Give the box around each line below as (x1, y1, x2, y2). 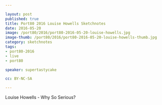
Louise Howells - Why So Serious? (5, 94, 76, 100)
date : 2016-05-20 (5, 25, 41, 30)
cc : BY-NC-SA (5, 76, 32, 81)
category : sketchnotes (5, 39, 52, 45)
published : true (5, 16, 39, 21)
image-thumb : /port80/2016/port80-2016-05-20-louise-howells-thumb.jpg (5, 35, 157, 40)
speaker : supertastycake (5, 67, 57, 72)
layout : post (5, 11, 32, 16)
